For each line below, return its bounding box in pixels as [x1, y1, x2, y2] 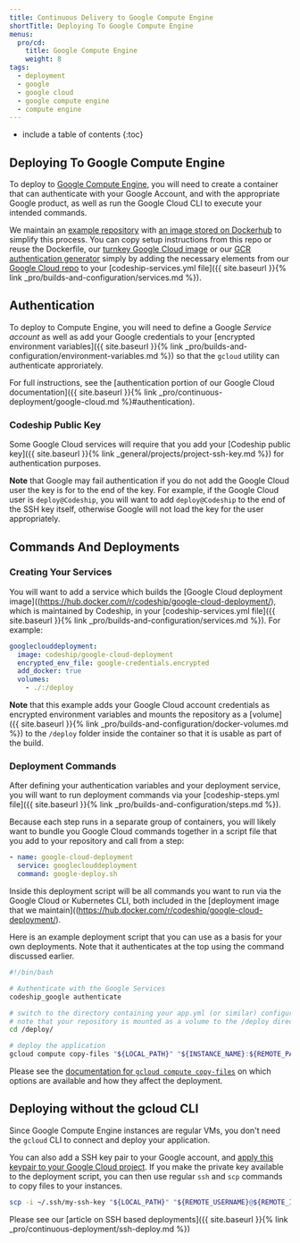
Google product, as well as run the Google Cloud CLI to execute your [9, 198, 262, 209]
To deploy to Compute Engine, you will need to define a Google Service [9, 321, 272, 332]
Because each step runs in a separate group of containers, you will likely [9, 816, 277, 828]
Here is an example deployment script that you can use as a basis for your [9, 932, 283, 942]
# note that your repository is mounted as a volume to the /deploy [9, 1017, 270, 1026]
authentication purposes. [9, 458, 102, 469]
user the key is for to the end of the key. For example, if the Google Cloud [9, 485, 279, 496]
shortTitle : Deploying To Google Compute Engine [9, 21, 194, 30]
